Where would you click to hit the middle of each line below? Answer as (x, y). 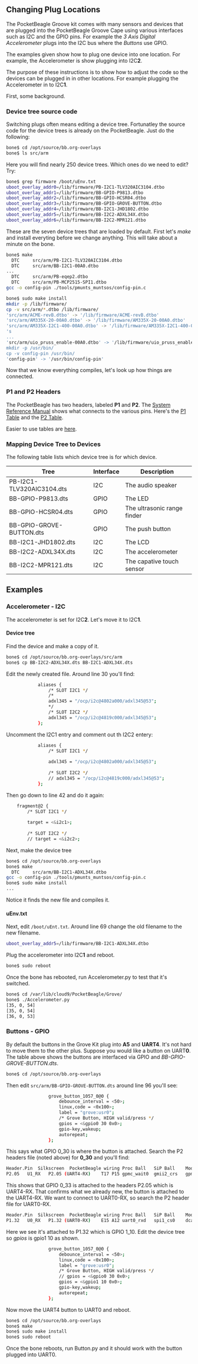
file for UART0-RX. (29, 1204)
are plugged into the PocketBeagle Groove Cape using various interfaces (95, 30)
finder (133, 516)
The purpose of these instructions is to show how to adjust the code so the (97, 72)
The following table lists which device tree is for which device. (82, 457)
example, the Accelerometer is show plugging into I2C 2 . (74, 60)
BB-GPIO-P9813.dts (39, 499)
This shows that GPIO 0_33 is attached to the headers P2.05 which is (90, 1185)
